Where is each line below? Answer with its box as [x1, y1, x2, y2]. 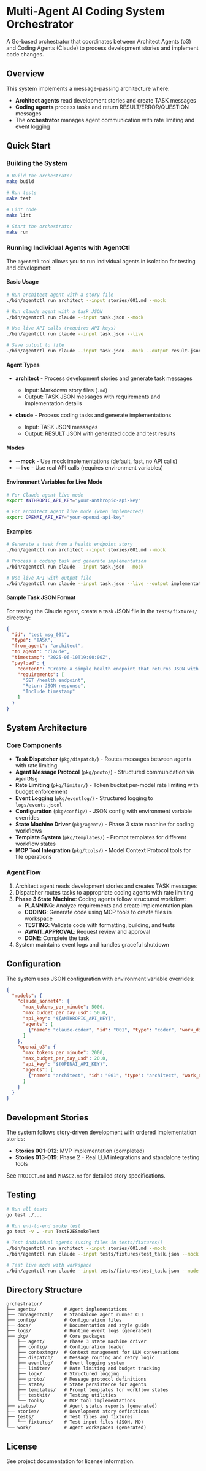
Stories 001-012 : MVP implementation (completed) [15, 1147, 145, 1154]
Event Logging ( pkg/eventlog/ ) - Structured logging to [15, 794, 153, 802]
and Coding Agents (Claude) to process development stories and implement [6, 44, 199, 52]
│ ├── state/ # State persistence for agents [6, 1381, 147, 1388]
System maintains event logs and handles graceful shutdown [15, 941, 170, 948]
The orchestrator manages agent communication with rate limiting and [15, 116, 195, 123]
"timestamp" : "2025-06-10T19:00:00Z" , [12, 654, 112, 661]
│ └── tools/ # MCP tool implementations [6, 1398, 136, 1404]
